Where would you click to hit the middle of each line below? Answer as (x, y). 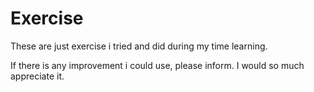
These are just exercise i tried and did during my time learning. (139, 46)
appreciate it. (37, 76)
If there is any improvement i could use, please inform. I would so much (157, 65)
